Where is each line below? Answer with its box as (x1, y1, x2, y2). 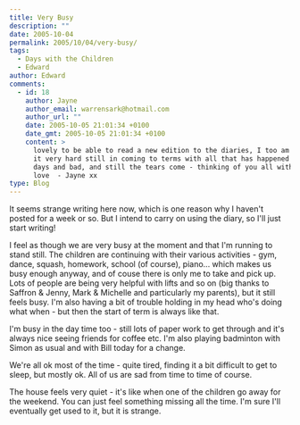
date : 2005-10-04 (9, 29, 74, 38)
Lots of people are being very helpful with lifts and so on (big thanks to (9, 278, 270, 288)
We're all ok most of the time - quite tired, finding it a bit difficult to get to (9, 360, 278, 371)
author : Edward (9, 71, 66, 80)
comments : (9, 79, 46, 88)
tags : (9, 46, 29, 55)
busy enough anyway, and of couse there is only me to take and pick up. (9, 269, 277, 279)
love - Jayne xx (32, 171, 98, 179)
